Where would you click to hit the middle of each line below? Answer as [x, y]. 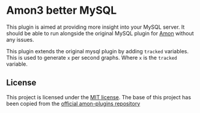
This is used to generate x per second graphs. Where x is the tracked [92, 57]
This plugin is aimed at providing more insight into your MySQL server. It [95, 27]
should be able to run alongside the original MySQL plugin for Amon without [100, 33]
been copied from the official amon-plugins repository [73, 103]
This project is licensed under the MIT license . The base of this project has [98, 97]
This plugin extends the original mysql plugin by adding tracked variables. [98, 51]
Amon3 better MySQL [62, 10]
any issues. [20, 39]
